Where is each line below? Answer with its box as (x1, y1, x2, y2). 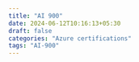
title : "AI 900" (8, 11, 63, 20)
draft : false (8, 27, 53, 35)
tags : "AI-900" (8, 42, 60, 50)
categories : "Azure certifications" (8, 34, 132, 43)
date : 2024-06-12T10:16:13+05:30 (8, 19, 121, 27)
